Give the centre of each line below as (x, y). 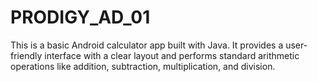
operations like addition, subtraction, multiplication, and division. (143, 66)
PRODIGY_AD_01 (80, 17)
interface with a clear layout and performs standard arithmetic (172, 55)
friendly (26, 55)
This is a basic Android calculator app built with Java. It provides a (147, 45)
